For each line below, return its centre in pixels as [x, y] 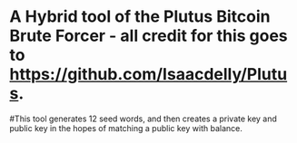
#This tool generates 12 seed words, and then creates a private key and [143, 119]
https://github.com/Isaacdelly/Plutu [148, 75]
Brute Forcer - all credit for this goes [148, 36]
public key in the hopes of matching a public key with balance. [126, 128]
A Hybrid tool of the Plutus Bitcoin [140, 17]
